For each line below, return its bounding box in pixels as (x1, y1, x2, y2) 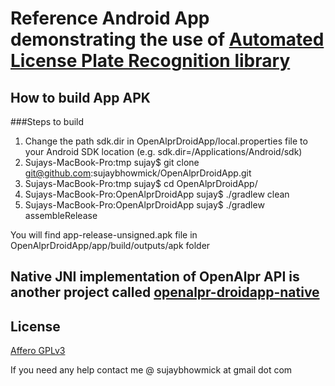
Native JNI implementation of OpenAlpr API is (10, 268, 300, 286)
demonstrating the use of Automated (10, 28, 325, 51)
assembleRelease (24, 210, 98, 221)
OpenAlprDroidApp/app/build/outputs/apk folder (10, 240, 211, 251)
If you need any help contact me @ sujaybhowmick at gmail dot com (10, 364, 293, 376)
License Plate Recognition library (10, 50, 291, 72)
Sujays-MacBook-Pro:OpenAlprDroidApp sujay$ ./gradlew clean (24, 188, 290, 200)
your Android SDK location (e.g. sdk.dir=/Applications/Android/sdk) (24, 146, 303, 157)
